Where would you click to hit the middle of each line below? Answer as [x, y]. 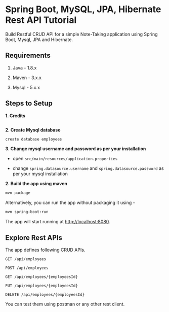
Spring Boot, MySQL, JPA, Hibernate [83, 9]
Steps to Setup [29, 103]
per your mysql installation [40, 174]
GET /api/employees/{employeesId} [42, 277]
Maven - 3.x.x [27, 78]
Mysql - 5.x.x [26, 87]
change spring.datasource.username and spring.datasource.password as [88, 168]
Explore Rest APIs [34, 238]
